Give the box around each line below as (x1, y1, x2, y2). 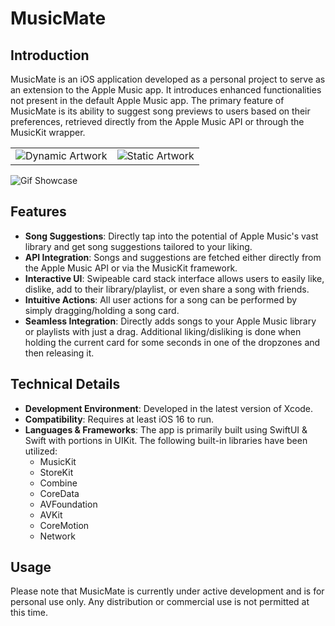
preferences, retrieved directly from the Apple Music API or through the (10, 116, 305, 127)
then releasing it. (24, 347, 95, 359)
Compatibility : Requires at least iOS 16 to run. (24, 413, 215, 425)
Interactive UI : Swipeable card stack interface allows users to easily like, (24, 272, 325, 284)
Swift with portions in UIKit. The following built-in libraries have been (24, 434, 308, 446)
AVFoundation (39, 498, 98, 510)
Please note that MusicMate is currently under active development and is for (10, 585, 325, 597)
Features (10, 203, 67, 221)
